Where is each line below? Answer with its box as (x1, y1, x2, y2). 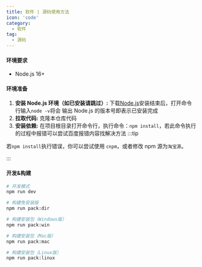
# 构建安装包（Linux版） (6, 249, 62, 255)
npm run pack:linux (6, 255, 55, 261)
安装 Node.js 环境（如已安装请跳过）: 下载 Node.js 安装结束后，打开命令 (14, 99, 192, 107)
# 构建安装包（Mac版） (6, 232, 56, 239)
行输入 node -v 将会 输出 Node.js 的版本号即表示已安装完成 (14, 107, 159, 114)
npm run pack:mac (6, 239, 50, 245)
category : (6, 20, 31, 26)
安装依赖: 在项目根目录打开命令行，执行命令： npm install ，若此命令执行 (14, 122, 197, 130)
